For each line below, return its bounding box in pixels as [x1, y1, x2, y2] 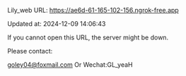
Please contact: [7, 47, 53, 55]
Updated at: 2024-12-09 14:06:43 [7, 20, 106, 27]
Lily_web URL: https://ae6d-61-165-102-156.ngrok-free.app [7, 6, 179, 14]
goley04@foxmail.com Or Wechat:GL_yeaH [7, 61, 133, 69]
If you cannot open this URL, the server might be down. [7, 33, 168, 42]
